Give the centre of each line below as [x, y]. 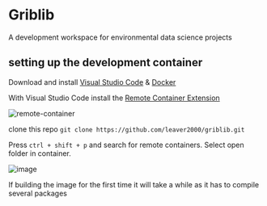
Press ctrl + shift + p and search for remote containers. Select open [126, 145]
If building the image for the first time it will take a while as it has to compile [134, 184]
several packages [38, 193]
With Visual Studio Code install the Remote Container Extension [114, 98]
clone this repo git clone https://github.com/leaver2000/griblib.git [127, 129]
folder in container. [40, 153]
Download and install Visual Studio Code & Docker [92, 82]
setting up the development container [106, 63]
